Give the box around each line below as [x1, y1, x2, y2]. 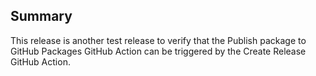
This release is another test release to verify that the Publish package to [10, 34, 307, 46]
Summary [10, 8, 73, 25]
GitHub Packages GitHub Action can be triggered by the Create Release [10, 45, 307, 57]
